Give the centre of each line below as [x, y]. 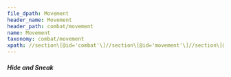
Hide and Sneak [30, 67]
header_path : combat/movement [51, 26]
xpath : [16, 45]
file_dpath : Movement [38, 13]
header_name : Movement [40, 20]
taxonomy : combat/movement [46, 39]
